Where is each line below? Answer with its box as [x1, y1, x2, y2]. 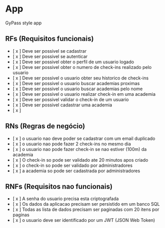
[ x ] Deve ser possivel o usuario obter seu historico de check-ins [12, 74, 149, 81]
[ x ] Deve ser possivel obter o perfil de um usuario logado [12, 59, 134, 65]
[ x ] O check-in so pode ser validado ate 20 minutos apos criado [12, 157, 148, 163]
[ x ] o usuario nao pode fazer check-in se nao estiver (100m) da [12, 146, 147, 152]
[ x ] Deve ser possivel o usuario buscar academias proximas [12, 80, 140, 86]
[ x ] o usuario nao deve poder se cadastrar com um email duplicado [12, 135, 155, 141]
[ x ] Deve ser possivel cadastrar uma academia [12, 102, 112, 108]
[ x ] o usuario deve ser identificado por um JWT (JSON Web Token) [12, 217, 155, 223]
